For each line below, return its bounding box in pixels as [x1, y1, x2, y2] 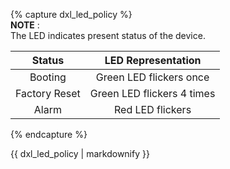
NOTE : [10, 19, 40, 31]
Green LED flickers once [95, 70, 210, 84]
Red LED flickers [114, 103, 192, 116]
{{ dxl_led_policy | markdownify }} [10, 148, 150, 159]
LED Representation [104, 54, 202, 67]
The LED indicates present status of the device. [10, 30, 206, 41]
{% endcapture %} [10, 129, 88, 140]
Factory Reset [15, 87, 81, 100]
